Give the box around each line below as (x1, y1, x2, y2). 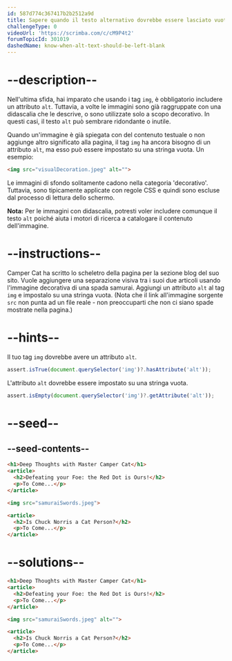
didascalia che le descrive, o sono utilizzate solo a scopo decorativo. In (7, 109, 210, 118)
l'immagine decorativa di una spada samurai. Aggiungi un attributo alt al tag (7, 283, 224, 292)
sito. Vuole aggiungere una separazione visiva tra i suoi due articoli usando (7, 276, 221, 284)
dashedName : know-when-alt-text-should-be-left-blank (7, 42, 166, 49)
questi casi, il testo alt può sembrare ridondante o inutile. (7, 117, 171, 125)
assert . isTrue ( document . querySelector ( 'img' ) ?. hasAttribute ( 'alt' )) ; (7, 366, 212, 373)
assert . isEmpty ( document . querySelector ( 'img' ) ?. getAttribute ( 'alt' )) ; (7, 392, 215, 399)
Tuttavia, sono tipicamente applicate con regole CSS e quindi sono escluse (7, 186, 220, 194)
